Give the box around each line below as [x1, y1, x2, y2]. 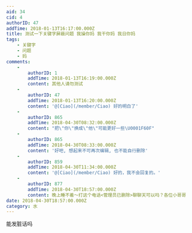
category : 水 [6, 203, 38, 209]
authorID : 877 [28, 181, 63, 187]
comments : [6, 59, 31, 65]
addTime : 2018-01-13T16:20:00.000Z [28, 97, 117, 103]
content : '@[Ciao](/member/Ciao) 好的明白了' [28, 103, 139, 109]
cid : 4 [6, 14, 23, 20]
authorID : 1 [28, 70, 58, 76]
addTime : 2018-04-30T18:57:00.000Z [28, 186, 117, 192]
